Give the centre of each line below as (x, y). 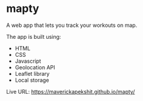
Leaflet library (32, 74)
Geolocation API (35, 67)
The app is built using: (34, 36)
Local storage (32, 80)
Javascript (28, 61)
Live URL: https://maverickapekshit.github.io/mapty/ (71, 91)
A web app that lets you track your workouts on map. (72, 25)
